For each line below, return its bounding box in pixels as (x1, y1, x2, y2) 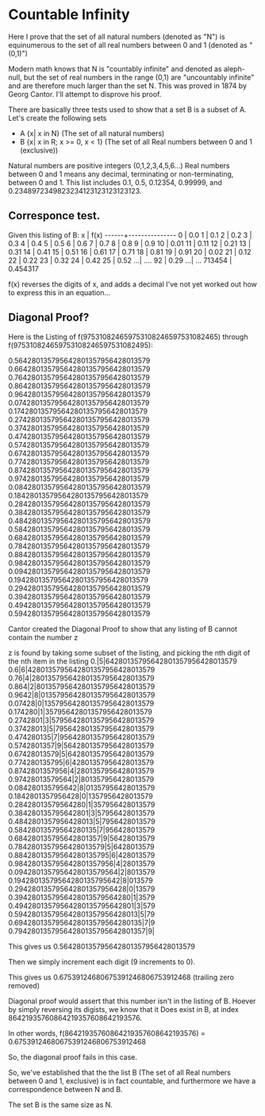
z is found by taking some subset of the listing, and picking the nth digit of (8, 648, 251, 657)
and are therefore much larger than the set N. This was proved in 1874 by (8, 81, 248, 90)
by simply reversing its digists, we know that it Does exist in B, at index (8, 1004, 240, 1014)
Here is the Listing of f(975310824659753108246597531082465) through (8, 332, 248, 341)
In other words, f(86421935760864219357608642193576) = (8, 1028, 206, 1037)
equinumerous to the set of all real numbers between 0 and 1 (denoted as (8, 40, 248, 49)
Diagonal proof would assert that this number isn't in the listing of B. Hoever (8, 996, 256, 1006)
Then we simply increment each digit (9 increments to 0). (8, 956, 196, 966)
